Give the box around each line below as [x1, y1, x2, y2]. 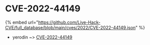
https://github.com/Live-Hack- [38, 19, 101, 25]
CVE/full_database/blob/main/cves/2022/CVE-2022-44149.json [5, 24, 136, 30]
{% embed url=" [5, 19, 39, 25]
